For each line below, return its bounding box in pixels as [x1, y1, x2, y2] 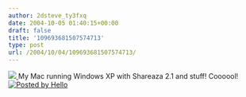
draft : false [8, 26, 52, 34]
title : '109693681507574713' [8, 33, 105, 42]
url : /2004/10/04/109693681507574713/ [8, 48, 136, 56]
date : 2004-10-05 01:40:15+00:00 [8, 19, 119, 27]
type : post [8, 41, 44, 49]
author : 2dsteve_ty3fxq [8, 11, 87, 20]
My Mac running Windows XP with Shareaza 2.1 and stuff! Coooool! [17, 72, 239, 80]
